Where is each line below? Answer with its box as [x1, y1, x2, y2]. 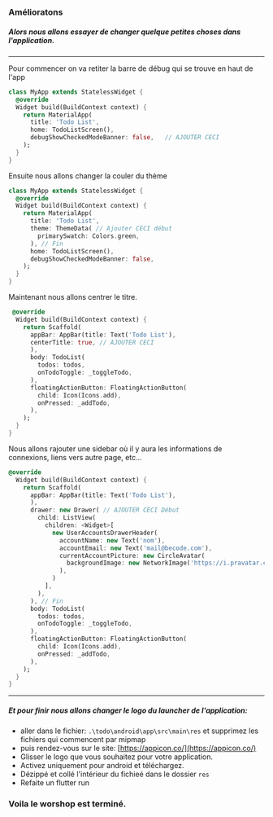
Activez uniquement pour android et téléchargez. [19, 761, 184, 771]
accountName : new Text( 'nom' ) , [59, 536, 165, 544]
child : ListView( [37, 514, 96, 522]
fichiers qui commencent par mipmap [19, 735, 146, 745]
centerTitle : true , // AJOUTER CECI [29, 338, 154, 346]
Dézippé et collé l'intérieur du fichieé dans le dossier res [19, 769, 210, 780]
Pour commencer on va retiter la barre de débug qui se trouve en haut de [8, 64, 253, 73]
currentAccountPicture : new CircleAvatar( [59, 551, 206, 560]
